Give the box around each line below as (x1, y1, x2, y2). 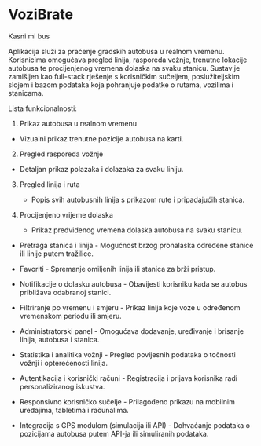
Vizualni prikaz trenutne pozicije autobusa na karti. (19, 133, 184, 143)
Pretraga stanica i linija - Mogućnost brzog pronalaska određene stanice (19, 240, 254, 250)
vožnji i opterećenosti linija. (19, 358, 108, 367)
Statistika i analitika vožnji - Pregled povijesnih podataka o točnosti (19, 349, 236, 359)
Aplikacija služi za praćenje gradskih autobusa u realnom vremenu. (8, 46, 226, 56)
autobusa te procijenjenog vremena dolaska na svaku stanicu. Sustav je (8, 63, 241, 72)
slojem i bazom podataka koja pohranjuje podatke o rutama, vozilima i (8, 80, 234, 90)
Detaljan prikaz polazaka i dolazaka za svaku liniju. (19, 164, 184, 174)
